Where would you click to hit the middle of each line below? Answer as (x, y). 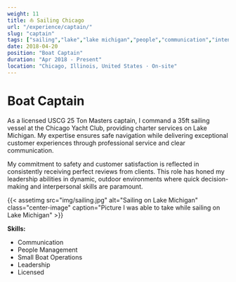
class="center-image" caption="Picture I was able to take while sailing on (114, 207)
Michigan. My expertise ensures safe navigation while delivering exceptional (118, 135)
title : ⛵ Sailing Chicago (46, 20)
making (18, 186)
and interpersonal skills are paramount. (86, 186)
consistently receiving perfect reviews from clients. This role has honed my (116, 171)
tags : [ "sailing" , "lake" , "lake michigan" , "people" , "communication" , (110, 40)
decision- (215, 179)
